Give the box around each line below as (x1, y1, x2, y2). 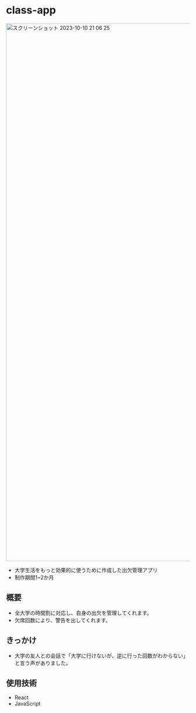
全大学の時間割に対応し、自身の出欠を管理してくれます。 (14, 609, 152, 616)
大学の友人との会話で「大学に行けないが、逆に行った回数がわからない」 (14, 652, 188, 659)
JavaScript (14, 700, 41, 707)
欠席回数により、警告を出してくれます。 (14, 616, 111, 623)
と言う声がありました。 (14, 659, 71, 666)
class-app (6, 4, 57, 17)
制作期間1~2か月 (14, 574, 54, 581)
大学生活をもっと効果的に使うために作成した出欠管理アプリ (14, 566, 158, 574)
